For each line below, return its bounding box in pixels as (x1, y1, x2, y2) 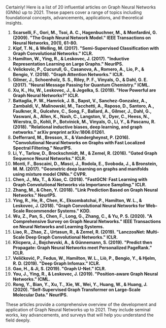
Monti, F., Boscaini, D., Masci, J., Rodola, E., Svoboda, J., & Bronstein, (12, 161, 158, 166)
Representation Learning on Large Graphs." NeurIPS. (12, 61, 124, 67)
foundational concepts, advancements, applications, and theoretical (5, 15, 143, 20)
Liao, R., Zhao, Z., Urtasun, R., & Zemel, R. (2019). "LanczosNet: (12, 229, 146, 235)
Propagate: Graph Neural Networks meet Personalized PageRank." (12, 245, 152, 250)
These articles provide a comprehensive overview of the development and (5, 301, 157, 307)
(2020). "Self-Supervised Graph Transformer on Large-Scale (12, 287, 141, 292)
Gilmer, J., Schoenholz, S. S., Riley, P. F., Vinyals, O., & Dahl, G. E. (12, 77, 148, 82)
